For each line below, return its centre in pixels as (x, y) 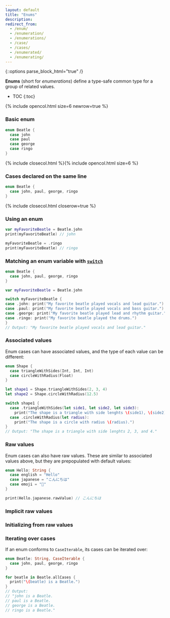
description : (19, 19)
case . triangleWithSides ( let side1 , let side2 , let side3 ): (74, 408)
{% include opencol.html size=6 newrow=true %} (57, 106)
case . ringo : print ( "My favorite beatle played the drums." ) (71, 318)
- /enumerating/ (27, 57)
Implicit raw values (29, 511)
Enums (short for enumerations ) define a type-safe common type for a (79, 81)
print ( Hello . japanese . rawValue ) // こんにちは (53, 498)
